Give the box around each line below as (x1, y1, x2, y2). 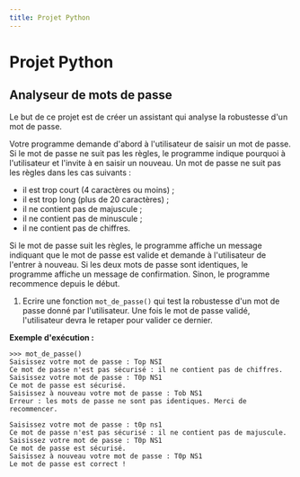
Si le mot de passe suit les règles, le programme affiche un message (9, 240, 262, 251)
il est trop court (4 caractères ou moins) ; (22, 184, 175, 195)
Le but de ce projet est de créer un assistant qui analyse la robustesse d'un (9, 111, 288, 122)
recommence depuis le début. (9, 278, 120, 288)
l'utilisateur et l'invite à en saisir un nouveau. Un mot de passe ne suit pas (9, 157, 281, 168)
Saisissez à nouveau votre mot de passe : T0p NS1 (9, 451, 203, 461)
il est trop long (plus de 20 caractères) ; (22, 194, 169, 205)
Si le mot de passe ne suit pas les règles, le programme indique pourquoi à (9, 147, 286, 158)
